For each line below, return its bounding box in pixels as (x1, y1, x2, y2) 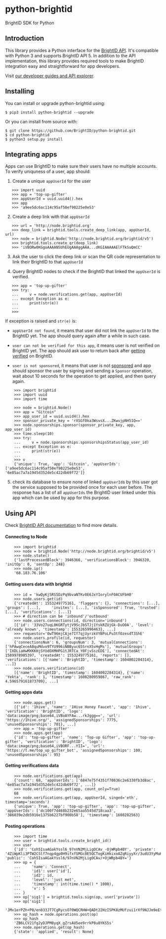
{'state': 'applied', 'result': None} (14, 930, 94, 935)
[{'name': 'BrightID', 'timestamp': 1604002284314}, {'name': (14, 670, 145, 675)
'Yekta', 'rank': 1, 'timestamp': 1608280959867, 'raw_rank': (5, 675, 136, 679)
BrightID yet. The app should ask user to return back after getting (12, 348, 146, 354)
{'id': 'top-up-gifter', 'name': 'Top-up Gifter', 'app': (14, 734, 136, 740)
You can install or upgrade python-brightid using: (5, 100, 105, 106)
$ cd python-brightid (5, 132, 50, 137)
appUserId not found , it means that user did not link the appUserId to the (12, 328, 159, 334)
